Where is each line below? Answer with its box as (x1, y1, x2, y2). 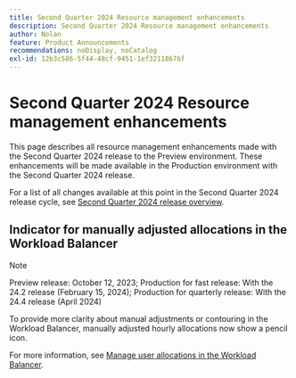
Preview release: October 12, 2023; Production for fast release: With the (9, 277, 274, 288)
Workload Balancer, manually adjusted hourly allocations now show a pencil (9, 323, 288, 333)
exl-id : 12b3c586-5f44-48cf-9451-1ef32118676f (9, 54, 185, 63)
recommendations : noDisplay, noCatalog (9, 46, 158, 55)
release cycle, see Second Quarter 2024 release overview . (9, 196, 225, 207)
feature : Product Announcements (9, 37, 129, 47)
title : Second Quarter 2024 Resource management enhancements (9, 12, 245, 22)
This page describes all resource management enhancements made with (9, 141, 277, 152)
